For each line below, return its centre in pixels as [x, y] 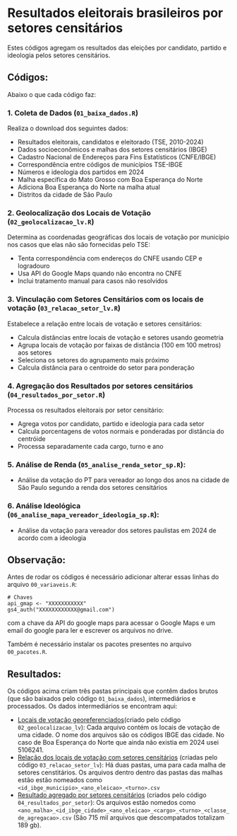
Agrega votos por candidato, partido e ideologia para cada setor [111, 423]
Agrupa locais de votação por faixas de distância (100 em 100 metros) [119, 345]
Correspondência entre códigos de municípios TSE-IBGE [100, 165]
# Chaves [20, 597]
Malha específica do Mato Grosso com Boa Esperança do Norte [110, 180]
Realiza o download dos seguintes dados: [68, 128]
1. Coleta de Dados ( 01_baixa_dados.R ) [73, 113]
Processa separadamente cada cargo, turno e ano [90, 446]
